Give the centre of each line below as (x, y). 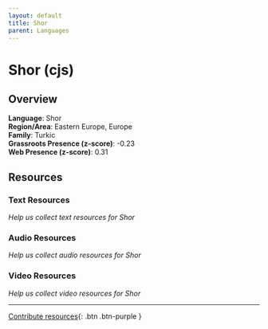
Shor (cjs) (41, 70)
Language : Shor (35, 118)
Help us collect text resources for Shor (72, 217)
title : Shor (28, 23)
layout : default (35, 16)
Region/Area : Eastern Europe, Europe (71, 127)
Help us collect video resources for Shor (75, 293)
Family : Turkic (32, 135)
